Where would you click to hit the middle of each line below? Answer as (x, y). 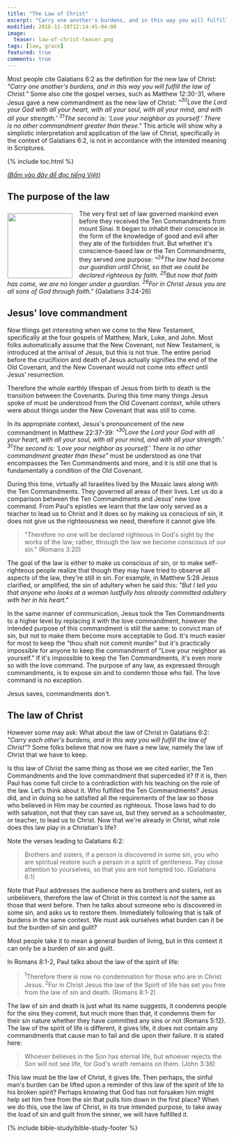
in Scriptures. (26, 148)
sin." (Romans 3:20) (53, 549)
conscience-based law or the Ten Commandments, (153, 250)
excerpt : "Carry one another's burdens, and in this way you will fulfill (118, 20)
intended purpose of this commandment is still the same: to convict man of (115, 628)
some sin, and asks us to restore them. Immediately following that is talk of (114, 912)
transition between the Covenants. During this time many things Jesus (108, 395)
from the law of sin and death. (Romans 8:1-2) (90, 993)
